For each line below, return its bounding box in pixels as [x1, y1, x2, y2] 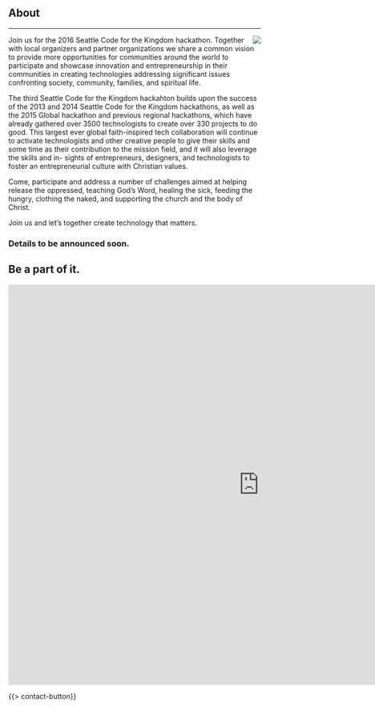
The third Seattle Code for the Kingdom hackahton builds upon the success [8, 93, 258, 103]
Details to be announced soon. [8, 238, 130, 249]
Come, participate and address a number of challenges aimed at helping [8, 176, 247, 187]
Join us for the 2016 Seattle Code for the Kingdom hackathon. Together [8, 35, 244, 45]
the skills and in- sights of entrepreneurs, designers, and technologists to [8, 152, 250, 163]
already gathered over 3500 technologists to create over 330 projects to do [8, 119, 258, 128]
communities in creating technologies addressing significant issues [8, 69, 231, 78]
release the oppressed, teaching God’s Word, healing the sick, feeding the [8, 185, 253, 195]
